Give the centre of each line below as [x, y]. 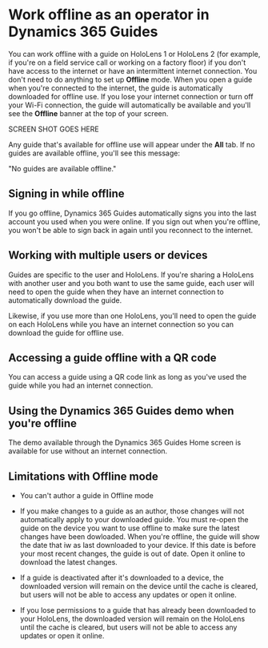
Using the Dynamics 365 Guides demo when [121, 411]
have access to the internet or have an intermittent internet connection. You [133, 70]
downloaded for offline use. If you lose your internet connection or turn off [131, 96]
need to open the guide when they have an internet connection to [116, 292]
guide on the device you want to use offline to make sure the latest [130, 528]
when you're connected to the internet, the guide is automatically [116, 88]
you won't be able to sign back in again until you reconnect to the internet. [131, 230]
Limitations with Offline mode [83, 476]
